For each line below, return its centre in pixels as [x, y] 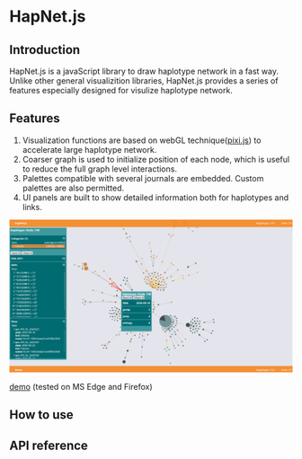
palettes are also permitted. [73, 188]
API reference [49, 445]
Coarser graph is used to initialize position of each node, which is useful [156, 159]
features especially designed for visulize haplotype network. [121, 90]
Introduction [45, 50]
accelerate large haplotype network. [89, 149]
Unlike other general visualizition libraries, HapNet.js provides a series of [144, 81]
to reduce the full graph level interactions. [100, 169]
